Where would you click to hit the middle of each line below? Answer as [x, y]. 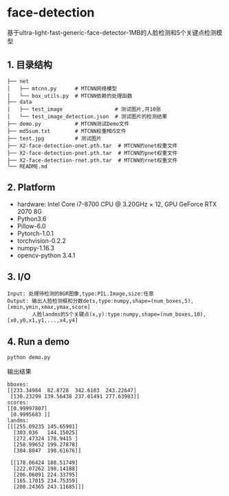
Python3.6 [32, 219]
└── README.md [28, 166]
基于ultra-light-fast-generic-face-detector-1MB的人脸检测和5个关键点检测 [112, 32]
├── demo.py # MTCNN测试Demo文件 [68, 124]
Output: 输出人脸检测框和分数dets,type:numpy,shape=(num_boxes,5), [100, 301]
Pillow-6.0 [31, 226]
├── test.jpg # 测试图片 [54, 138]
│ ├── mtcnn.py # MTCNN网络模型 [62, 88]
